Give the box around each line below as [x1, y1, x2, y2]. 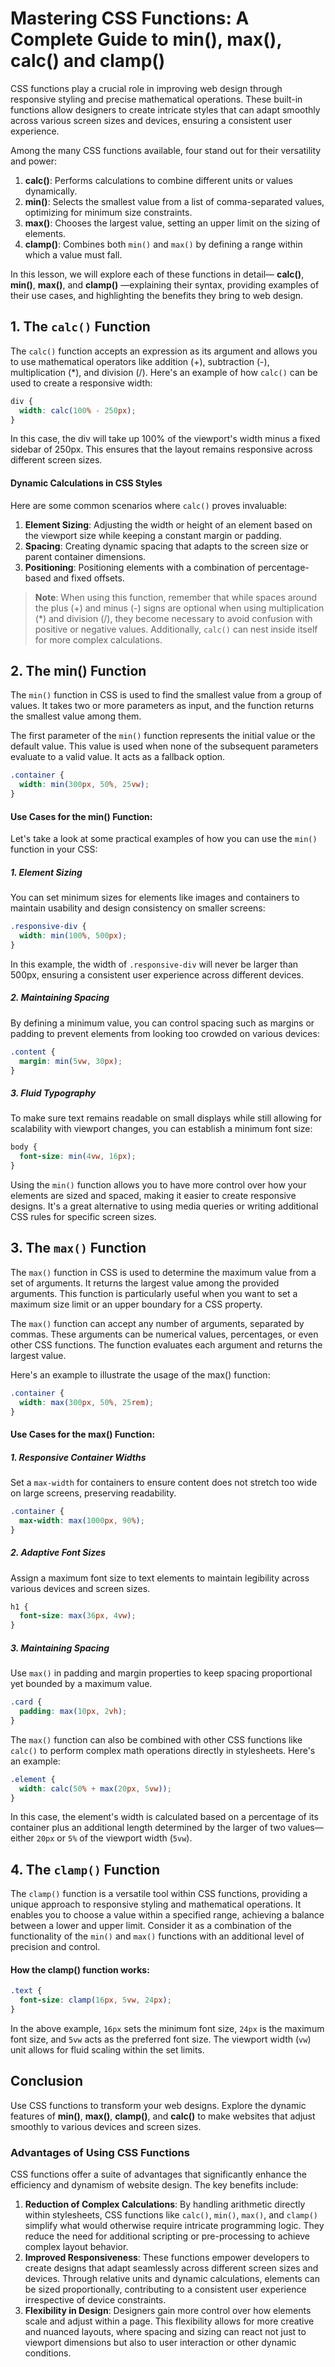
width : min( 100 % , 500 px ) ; [19, 931, 128, 941]
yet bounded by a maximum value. [10, 1678, 153, 1690]
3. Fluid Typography [10, 1087, 97, 1099]
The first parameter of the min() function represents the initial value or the [10, 730, 316, 742]
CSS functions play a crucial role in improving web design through [10, 82, 283, 94]
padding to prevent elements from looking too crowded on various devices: [10, 1027, 320, 1039]
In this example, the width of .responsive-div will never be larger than [10, 958, 299, 970]
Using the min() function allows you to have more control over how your [10, 1179, 307, 1191]
